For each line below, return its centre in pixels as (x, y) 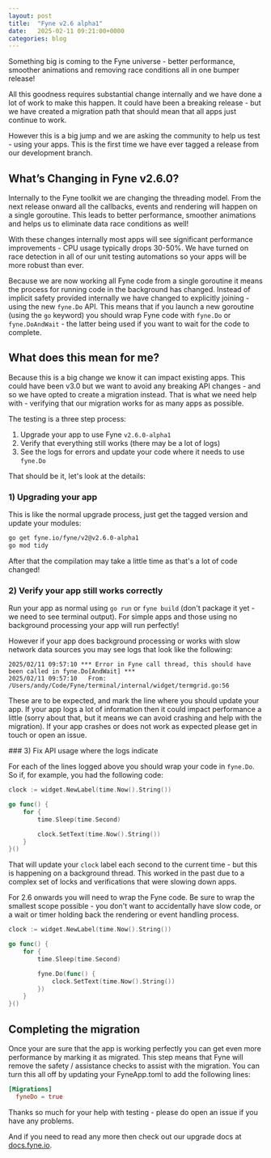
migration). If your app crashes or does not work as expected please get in (133, 727)
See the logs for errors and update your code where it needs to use (132, 452)
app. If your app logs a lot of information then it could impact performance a (135, 710)
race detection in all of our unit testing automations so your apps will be (127, 257)
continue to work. (38, 120)
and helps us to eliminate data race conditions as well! (99, 224)
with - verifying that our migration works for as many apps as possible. (126, 403)
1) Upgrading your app (53, 497)
